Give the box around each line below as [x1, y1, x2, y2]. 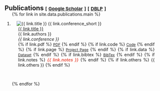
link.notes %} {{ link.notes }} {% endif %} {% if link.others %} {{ [18, 57, 155, 63]
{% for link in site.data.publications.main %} [11, 11, 101, 17]
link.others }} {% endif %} [18, 62, 71, 68]
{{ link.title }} [18, 26, 44, 32]
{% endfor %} [11, 81, 40, 87]
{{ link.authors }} [18, 31, 52, 36]
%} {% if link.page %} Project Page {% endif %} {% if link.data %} [18, 47, 155, 52]
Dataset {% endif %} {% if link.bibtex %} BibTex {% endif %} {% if [18, 52, 155, 57]
